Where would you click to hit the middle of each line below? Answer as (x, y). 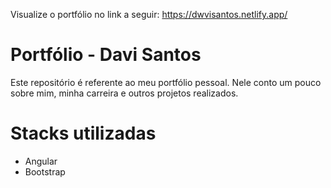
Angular (41, 161)
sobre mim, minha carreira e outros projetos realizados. (124, 93)
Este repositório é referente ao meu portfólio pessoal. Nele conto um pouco (166, 82)
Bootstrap (45, 171)
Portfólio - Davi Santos (106, 55)
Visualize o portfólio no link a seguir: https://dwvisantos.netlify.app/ (149, 14)
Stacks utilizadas (83, 133)
